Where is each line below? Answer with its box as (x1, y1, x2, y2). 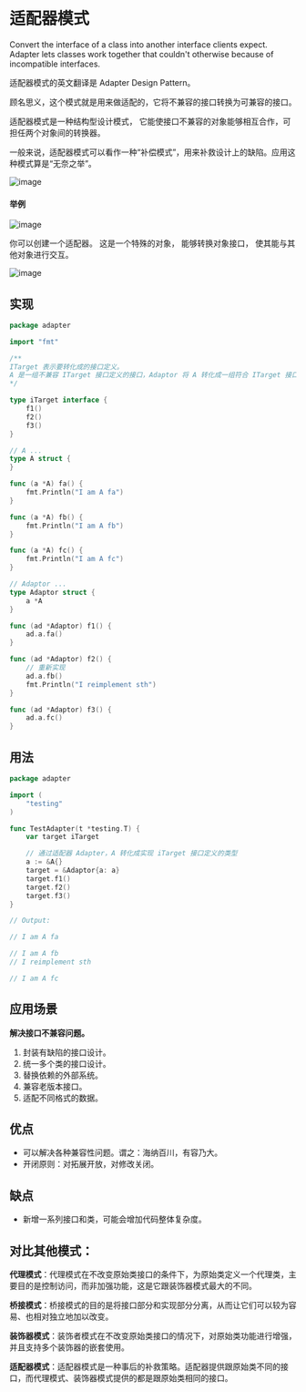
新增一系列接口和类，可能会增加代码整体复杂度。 (22, 1213, 207, 1225)
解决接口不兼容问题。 (9, 1027, 89, 1039)
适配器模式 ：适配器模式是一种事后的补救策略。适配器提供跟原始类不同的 (9, 1361, 280, 1372)
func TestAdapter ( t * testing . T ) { (9, 824, 141, 834)
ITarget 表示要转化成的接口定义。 (9, 362, 124, 372)
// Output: (9, 916, 51, 926)
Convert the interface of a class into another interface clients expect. (9, 38, 269, 50)
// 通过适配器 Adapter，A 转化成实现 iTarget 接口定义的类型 (25, 849, 239, 858)
